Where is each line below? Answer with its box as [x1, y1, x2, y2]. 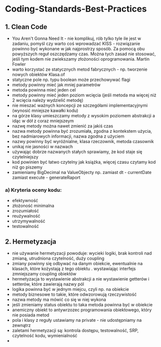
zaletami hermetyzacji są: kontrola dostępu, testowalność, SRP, [12, 328, 139, 333]
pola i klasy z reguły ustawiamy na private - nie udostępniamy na [12, 317, 142, 323]
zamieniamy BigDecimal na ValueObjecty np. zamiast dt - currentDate [12, 170, 152, 175]
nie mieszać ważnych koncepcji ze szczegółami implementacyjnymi [12, 103, 148, 108]
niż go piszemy [12, 164, 43, 170]
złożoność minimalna [12, 203, 54, 209]
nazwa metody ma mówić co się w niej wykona [12, 297, 106, 302]
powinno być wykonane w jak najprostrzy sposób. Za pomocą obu [12, 46, 145, 51]
